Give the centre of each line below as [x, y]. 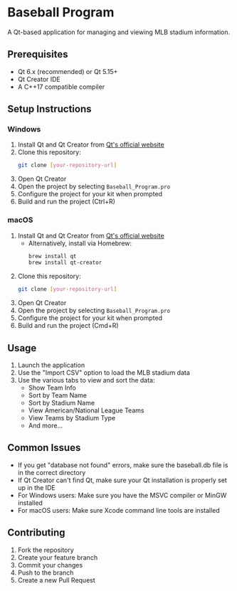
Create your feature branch [58, 557]
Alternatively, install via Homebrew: [80, 243]
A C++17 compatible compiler [61, 87]
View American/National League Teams [86, 410]
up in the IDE [36, 487]
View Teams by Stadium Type [72, 418]
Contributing [36, 533]
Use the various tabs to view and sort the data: [86, 380]
